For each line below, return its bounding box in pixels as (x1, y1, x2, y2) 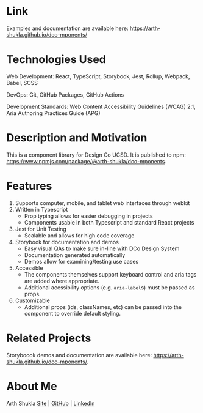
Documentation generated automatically (24, 251, 126, 258)
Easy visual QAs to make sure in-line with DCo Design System (24, 245, 180, 252)
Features (6, 179, 52, 193)
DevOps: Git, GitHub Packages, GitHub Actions (6, 91, 124, 99)
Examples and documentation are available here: (6, 24, 129, 32)
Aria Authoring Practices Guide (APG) (6, 109, 101, 117)
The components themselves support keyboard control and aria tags (24, 270, 197, 278)
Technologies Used (6, 53, 107, 67)
